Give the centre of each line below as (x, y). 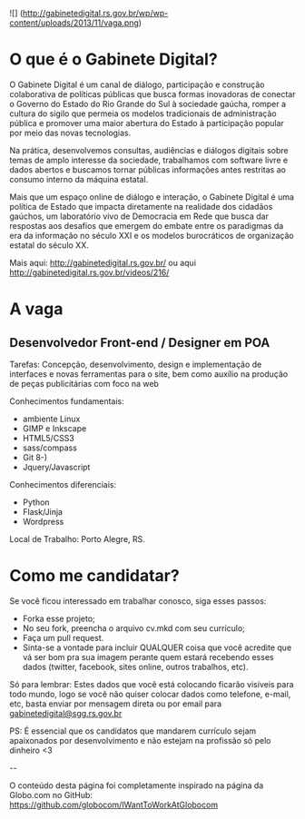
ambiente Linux (51, 419)
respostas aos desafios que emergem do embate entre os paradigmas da (147, 225)
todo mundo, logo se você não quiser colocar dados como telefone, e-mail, (150, 694)
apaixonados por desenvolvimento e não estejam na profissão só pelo (140, 740)
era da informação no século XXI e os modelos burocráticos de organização (152, 235)
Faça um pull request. (63, 637)
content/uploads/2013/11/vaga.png (74, 23)
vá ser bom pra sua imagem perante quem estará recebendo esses (148, 656)
